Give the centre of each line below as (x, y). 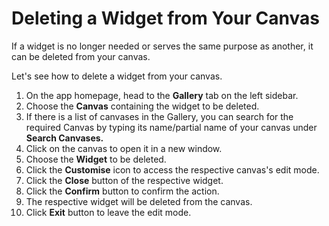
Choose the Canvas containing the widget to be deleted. (142, 106)
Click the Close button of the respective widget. (124, 180)
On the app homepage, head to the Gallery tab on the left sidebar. (162, 95)
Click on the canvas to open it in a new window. (124, 148)
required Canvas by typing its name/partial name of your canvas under (171, 127)
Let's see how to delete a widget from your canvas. (117, 76)
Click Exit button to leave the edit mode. (108, 212)
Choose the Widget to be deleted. (96, 159)
